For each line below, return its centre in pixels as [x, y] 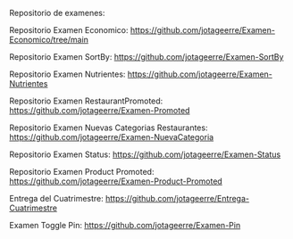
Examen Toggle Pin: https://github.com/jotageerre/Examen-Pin [125, 225]
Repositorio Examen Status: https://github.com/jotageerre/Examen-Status [145, 154]
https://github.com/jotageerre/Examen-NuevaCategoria [112, 137]
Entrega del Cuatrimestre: [57, 198]
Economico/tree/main [49, 40]
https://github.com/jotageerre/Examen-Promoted [100, 110]
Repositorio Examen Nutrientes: [67, 74]
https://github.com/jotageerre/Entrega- [178, 198]
